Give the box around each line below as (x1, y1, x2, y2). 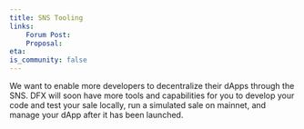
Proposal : (25, 38, 64, 48)
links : (9, 22, 35, 31)
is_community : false (9, 55, 88, 64)
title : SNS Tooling (9, 13, 84, 23)
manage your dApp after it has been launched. (9, 110, 184, 120)
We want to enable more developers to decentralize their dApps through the (9, 81, 295, 91)
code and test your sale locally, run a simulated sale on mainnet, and (9, 100, 267, 110)
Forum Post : (25, 30, 71, 39)
